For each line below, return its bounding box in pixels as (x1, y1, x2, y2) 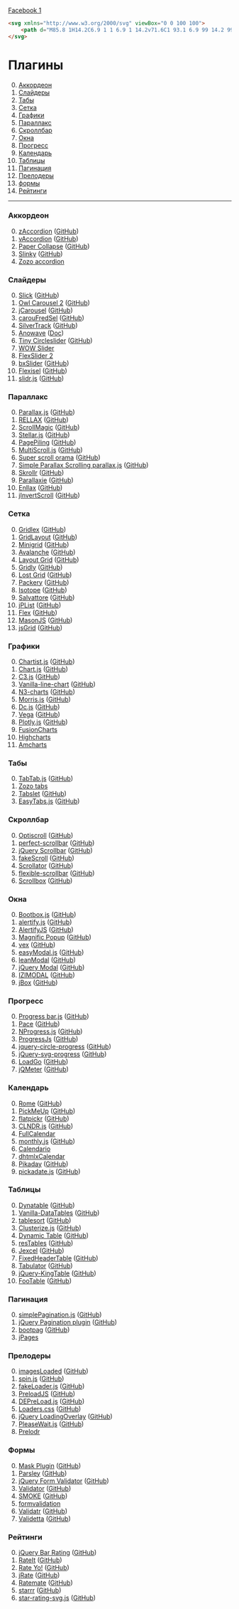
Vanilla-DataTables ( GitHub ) (18, 1209, 100, 1217)
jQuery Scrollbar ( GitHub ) (18, 846, 93, 854)
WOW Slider (18, 344, 55, 353)
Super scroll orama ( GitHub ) (18, 453, 101, 462)
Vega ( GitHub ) (18, 711, 61, 719)
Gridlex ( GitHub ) (18, 525, 67, 533)
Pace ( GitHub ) (18, 1020, 60, 1029)
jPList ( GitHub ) (18, 600, 62, 609)
